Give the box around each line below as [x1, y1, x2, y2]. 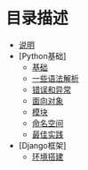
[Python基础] [18, 50, 67, 61]
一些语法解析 [31, 72, 79, 83]
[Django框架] [18, 140, 67, 150]
